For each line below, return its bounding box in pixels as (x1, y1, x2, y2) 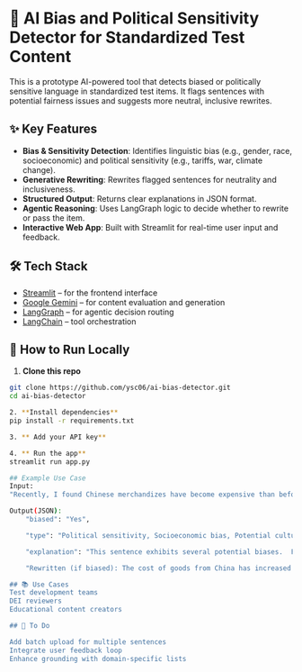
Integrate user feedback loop (9, 646, 123, 655)
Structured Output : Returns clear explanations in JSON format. (22, 193, 257, 204)
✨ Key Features (9, 122, 97, 137)
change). (22, 164, 56, 175)
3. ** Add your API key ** (9, 432, 106, 441)
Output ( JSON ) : (9, 506, 63, 516)
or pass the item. (22, 212, 85, 223)
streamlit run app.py (9, 457, 91, 467)
